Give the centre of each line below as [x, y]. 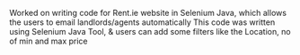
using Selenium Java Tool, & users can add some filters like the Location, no [150, 31]
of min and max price [49, 41]
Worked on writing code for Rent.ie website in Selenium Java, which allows [148, 13]
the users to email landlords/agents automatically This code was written [142, 22]
